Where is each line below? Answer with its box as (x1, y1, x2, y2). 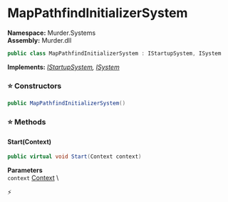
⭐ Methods (7, 117, 46, 127)
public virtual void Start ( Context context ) (7, 153, 142, 161)
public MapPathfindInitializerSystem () (7, 100, 126, 107)
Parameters (7, 166, 43, 174)
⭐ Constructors (7, 80, 62, 90)
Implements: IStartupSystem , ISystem (7, 63, 120, 71)
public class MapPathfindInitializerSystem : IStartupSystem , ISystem (7, 50, 222, 57)
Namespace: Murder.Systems (7, 28, 96, 37)
